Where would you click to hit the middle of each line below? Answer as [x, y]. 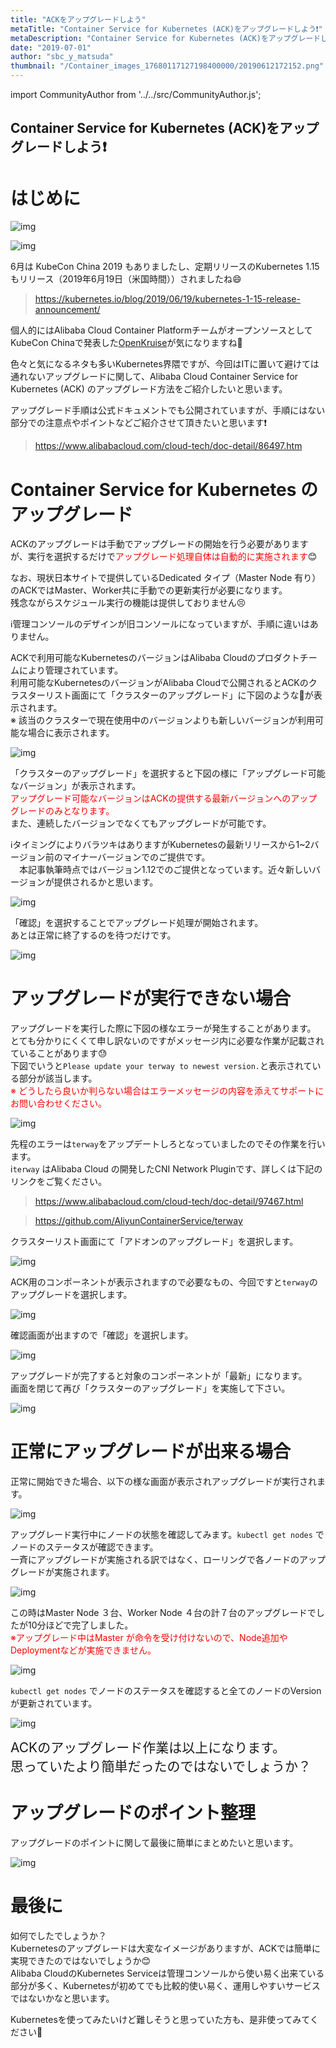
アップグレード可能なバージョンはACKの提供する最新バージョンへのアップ [164, 798]
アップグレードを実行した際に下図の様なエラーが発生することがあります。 [163, 1028]
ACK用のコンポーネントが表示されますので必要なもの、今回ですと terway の [164, 1282]
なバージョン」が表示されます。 [76, 786]
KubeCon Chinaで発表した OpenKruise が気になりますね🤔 [126, 343]
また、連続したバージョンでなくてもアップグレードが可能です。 [141, 823]
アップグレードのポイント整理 [133, 1813]
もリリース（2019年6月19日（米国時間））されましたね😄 [126, 279]
